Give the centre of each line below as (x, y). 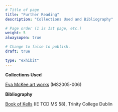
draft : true (18, 51)
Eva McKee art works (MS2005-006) (43, 84)
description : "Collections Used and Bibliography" (59, 19)
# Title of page (22, 10)
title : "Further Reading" (32, 15)
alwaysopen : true (23, 38)
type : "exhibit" (22, 60)
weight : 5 (16, 33)
